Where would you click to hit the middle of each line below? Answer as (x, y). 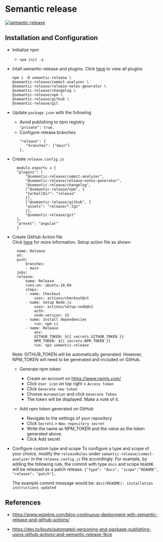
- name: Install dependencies (56, 319)
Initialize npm (25, 49)
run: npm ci (46, 324)
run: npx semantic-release (61, 345)
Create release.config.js (38, 159)
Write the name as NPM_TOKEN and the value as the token (86, 429)
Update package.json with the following (52, 112)
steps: (32, 290)
